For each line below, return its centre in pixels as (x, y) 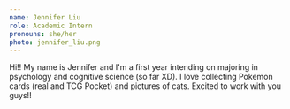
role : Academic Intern (51, 26)
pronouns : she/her (43, 34)
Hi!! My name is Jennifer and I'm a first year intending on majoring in (134, 67)
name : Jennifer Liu (45, 17)
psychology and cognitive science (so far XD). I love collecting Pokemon (141, 77)
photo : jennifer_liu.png (55, 42)
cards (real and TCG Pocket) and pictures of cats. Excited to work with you (145, 86)
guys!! (21, 96)
